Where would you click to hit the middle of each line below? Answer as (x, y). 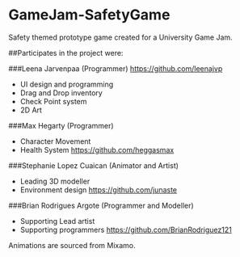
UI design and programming (67, 84)
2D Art (31, 110)
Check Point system (53, 101)
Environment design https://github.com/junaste (99, 190)
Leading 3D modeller (55, 181)
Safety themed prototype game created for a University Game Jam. (120, 37)
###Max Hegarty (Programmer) (61, 125)
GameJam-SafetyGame (89, 15)
